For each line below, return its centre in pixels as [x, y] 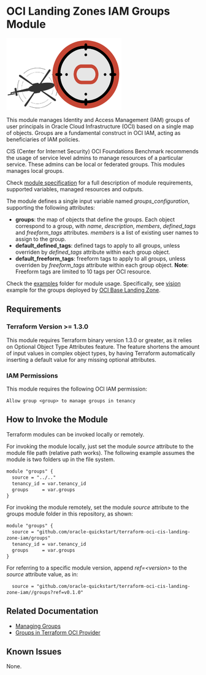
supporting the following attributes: [51, 207]
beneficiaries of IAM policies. [43, 139]
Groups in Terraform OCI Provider [58, 632]
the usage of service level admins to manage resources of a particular [95, 158]
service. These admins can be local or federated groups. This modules [96, 164]
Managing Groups [38, 626]
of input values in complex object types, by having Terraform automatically [101, 353]
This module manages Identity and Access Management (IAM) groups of [98, 120]
